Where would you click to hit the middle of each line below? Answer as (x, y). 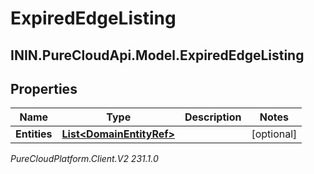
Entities (34, 134)
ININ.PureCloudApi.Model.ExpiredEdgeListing (157, 55)
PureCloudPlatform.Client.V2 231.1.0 (84, 159)
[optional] (274, 134)
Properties (44, 88)
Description (213, 117)
